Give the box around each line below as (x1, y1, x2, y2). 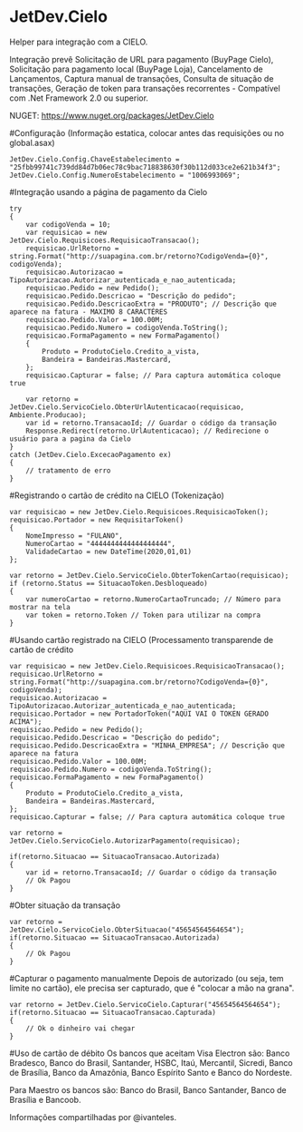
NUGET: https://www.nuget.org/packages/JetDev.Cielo (9, 110, 214, 121)
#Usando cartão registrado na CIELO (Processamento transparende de (9, 634, 274, 645)
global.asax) (9, 137, 56, 148)
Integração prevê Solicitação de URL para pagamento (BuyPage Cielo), (9, 54, 274, 64)
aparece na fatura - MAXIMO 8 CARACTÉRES (9, 307, 168, 317)
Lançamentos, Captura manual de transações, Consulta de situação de (9, 73, 274, 83)
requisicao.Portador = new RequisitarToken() (9, 515, 184, 524)
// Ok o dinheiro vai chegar (25, 1023, 136, 1033)
